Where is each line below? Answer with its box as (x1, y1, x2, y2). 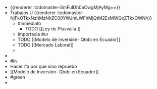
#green (10, 74, 25, 80)
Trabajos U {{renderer (10, 10, 56, 16)
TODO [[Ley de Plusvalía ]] (25, 26, 81, 32)
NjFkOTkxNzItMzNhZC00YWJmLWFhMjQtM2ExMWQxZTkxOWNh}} (10, 15, 152, 21)
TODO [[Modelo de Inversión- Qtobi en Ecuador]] (17, 36, 120, 42)
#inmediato (17, 20, 41, 26)
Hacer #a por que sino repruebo (10, 63, 77, 69)
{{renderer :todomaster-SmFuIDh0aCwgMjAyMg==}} (10, 5, 121, 10)
